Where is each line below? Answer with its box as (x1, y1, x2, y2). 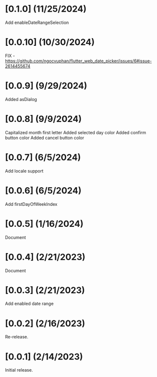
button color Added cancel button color (5, 135, 84, 140)
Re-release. (5, 334, 28, 340)
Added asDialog (5, 96, 38, 102)
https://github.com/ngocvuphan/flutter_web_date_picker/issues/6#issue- (5, 58, 152, 64)
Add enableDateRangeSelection (5, 20, 69, 25)
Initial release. (5, 367, 33, 373)
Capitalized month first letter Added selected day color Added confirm (5, 129, 146, 135)
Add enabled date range (5, 301, 54, 307)
